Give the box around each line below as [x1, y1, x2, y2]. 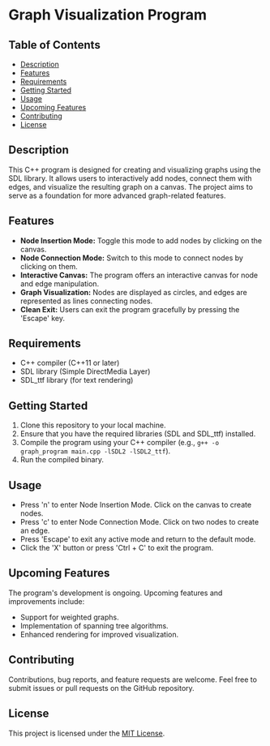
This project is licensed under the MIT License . [8, 728, 165, 738]
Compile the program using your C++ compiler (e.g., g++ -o [19, 438, 220, 448]
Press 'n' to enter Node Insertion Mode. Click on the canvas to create [19, 500, 252, 510]
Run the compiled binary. [19, 455, 104, 465]
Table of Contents [8, 38, 101, 52]
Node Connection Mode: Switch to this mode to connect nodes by [19, 253, 243, 263]
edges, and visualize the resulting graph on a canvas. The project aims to [8, 182, 254, 191]
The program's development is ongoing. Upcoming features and [8, 588, 223, 598]
